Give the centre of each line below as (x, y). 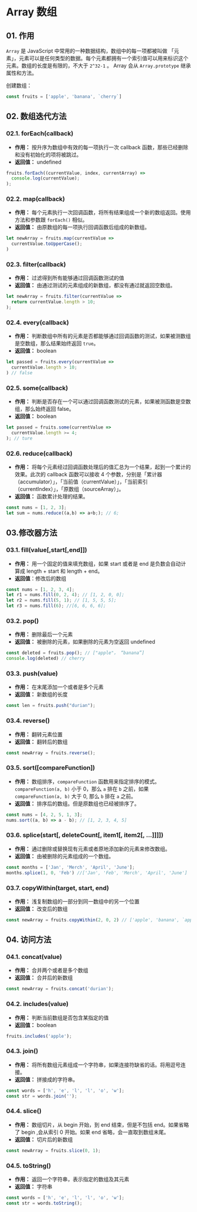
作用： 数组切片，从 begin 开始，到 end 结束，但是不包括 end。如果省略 (102, 1124)
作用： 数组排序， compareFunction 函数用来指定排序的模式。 (87, 781)
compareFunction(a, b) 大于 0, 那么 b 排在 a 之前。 (75, 796)
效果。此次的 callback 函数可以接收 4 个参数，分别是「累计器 (88, 474)
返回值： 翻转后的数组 (41, 742)
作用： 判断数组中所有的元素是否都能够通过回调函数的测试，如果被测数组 (103, 336)
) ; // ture (19, 439)
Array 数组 (32, 12)
